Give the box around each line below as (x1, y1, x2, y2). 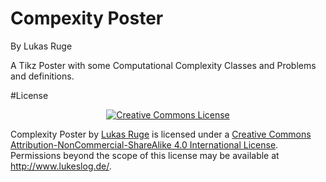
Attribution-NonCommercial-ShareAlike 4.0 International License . (10, 138, 279, 151)
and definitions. (10, 70, 75, 82)
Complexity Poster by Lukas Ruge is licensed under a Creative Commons (10, 128, 312, 140)
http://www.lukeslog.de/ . (10, 160, 112, 172)
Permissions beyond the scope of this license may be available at (10, 149, 280, 161)
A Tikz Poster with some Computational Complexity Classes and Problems (10, 59, 317, 71)
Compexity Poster (10, 7, 164, 30)
